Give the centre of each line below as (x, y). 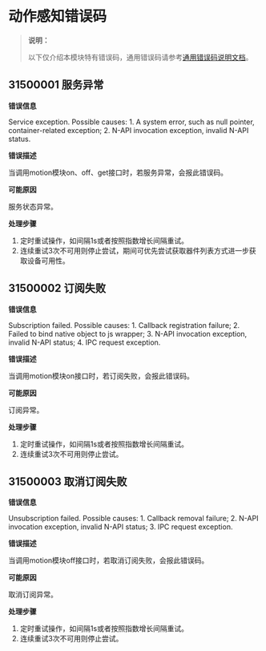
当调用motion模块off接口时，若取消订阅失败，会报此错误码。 (109, 560)
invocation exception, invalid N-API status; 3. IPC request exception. (121, 527)
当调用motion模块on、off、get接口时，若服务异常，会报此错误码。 (118, 172)
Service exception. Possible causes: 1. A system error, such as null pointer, (131, 122)
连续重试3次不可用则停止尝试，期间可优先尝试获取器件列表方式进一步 (135, 250)
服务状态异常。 (33, 206)
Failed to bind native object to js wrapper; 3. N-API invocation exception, (128, 334)
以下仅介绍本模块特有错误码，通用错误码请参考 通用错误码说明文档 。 (140, 57)
